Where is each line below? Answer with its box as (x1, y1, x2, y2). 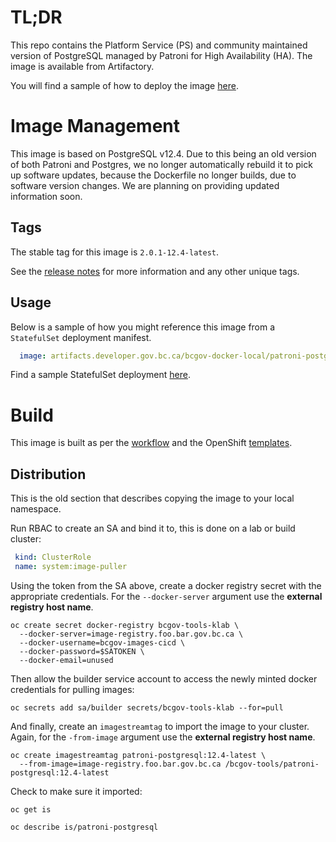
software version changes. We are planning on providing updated (10, 179, 280, 191)
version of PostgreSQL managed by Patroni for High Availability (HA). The (10, 49, 313, 61)
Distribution (10, 466, 87, 483)
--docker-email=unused (19, 655, 114, 665)
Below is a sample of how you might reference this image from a (10, 321, 276, 333)
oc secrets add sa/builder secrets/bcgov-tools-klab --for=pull (10, 702, 284, 713)
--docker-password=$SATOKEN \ (19, 646, 145, 656)
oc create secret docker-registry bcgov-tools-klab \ (10, 620, 240, 630)
